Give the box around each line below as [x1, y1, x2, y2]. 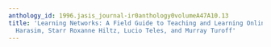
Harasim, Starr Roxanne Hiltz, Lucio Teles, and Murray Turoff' [15, 26, 236, 34]
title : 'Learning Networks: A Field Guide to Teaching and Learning [8, 19, 244, 27]
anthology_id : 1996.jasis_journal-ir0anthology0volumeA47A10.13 [8, 11, 229, 20]
